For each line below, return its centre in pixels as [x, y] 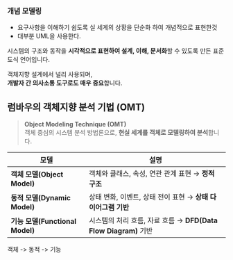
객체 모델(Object [37, 174]
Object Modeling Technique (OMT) [75, 124]
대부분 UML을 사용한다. [49, 36]
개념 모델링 [25, 10]
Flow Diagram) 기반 [121, 231]
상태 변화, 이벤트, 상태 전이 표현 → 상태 [149, 197]
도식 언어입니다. [29, 60]
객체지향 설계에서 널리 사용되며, [50, 74]
